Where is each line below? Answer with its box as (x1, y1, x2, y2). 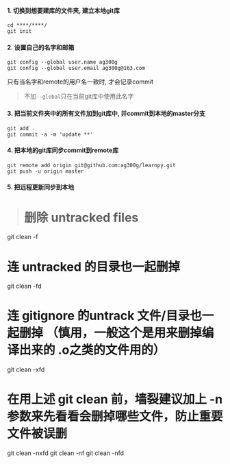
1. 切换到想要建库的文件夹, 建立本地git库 (7, 6, 120, 14)
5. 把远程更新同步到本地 (7, 183, 74, 191)
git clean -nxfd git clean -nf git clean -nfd (7, 449, 125, 457)
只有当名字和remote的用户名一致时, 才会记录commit (7, 77, 154, 86)
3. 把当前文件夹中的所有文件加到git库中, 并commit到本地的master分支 (7, 110, 205, 117)
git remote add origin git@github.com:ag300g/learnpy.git (7, 162, 176, 169)
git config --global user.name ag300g (7, 59, 118, 66)
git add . (7, 125, 36, 132)
